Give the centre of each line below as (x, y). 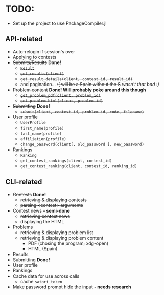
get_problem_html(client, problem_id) (62, 101)
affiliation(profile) (43, 139)
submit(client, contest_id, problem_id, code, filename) (82, 112)
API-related (24, 39)
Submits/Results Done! (37, 62)
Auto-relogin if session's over (44, 51)
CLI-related (24, 182)
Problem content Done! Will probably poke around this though (79, 90)
